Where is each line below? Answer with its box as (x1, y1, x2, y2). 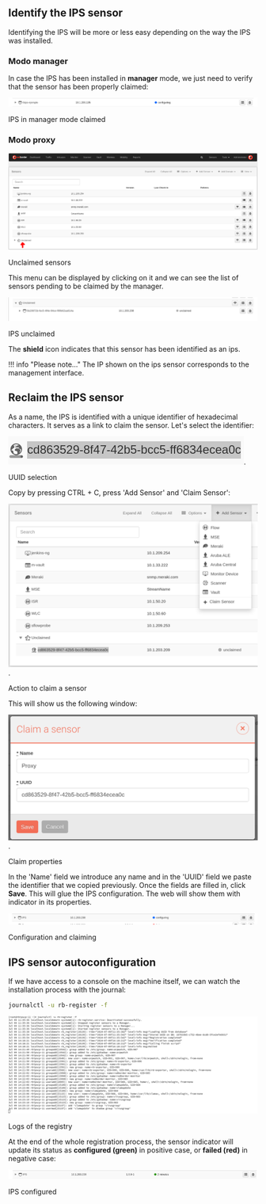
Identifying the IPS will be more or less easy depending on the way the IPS (8, 27, 251, 36)
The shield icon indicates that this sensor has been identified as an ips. (8, 344, 241, 353)
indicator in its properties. (8, 897, 93, 906)
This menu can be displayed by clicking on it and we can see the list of (8, 272, 239, 282)
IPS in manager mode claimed (8, 114, 106, 124)
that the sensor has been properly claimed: (8, 82, 149, 92)
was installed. (8, 36, 53, 45)
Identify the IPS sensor (8, 6, 123, 20)
